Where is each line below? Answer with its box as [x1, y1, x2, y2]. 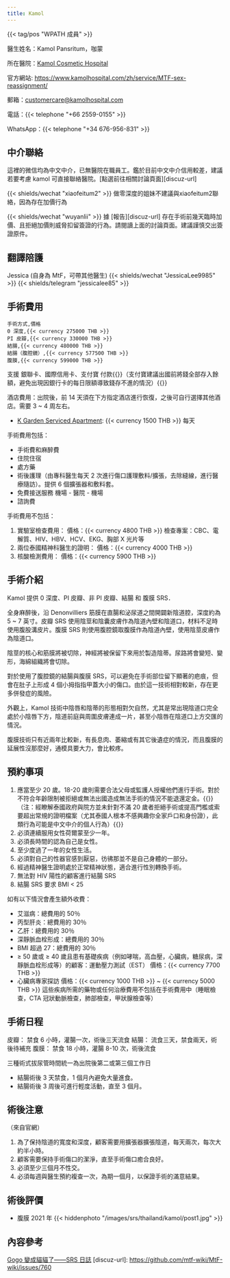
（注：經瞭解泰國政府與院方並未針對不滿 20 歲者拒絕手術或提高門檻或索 [16, 803, 220, 811]
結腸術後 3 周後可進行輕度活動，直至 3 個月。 [16, 1081, 146, 1090]
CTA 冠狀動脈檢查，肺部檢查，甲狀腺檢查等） [29, 994, 157, 1002]
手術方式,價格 [7, 321, 41, 328]
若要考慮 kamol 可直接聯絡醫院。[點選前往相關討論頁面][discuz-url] [7, 175, 197, 183]
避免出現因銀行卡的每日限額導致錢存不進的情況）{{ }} [18, 379, 168, 387]
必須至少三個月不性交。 [16, 1164, 84, 1172]
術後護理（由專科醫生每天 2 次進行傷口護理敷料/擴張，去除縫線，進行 [16, 471, 213, 480]
